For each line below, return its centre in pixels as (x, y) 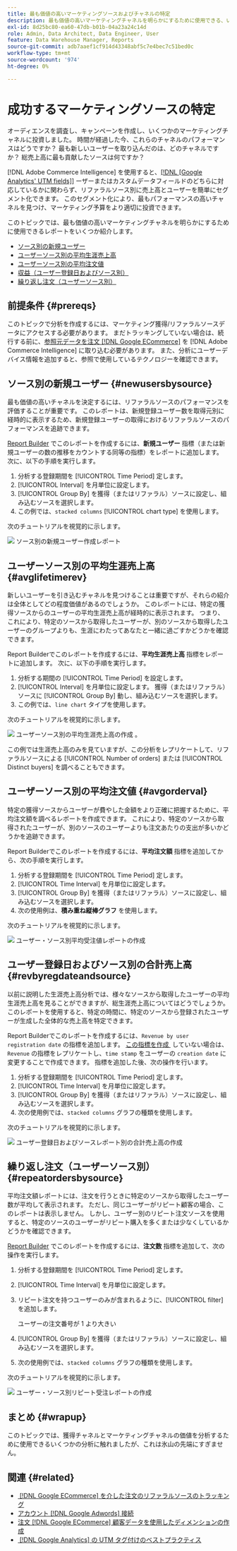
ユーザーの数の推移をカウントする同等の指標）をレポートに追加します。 (118, 452)
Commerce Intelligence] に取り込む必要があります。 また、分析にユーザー (115, 351)
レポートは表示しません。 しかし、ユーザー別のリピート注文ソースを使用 (119, 1214)
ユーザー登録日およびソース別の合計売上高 (100, 965)
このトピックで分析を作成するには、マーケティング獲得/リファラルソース (113, 324)
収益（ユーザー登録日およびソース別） (73, 272)
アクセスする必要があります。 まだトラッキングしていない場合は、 (122, 333)
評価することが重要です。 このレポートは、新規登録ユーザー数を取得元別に (116, 411)
